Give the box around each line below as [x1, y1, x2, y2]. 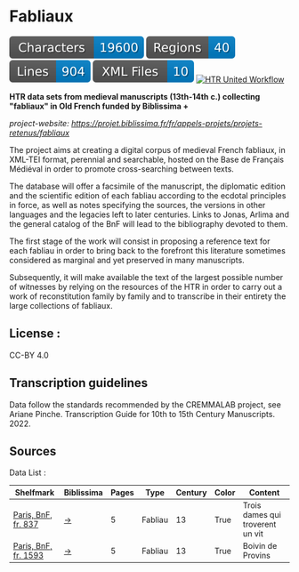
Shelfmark [14, 487, 55, 497]
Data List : [9, 467, 46, 478]
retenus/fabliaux [9, 127, 69, 138]
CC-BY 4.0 [9, 350, 49, 360]
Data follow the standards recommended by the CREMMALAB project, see [9, 399, 282, 410]
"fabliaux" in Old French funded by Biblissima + [9, 101, 190, 111]
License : [9, 326, 61, 342]
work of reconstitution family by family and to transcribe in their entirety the [9, 291, 287, 302]
